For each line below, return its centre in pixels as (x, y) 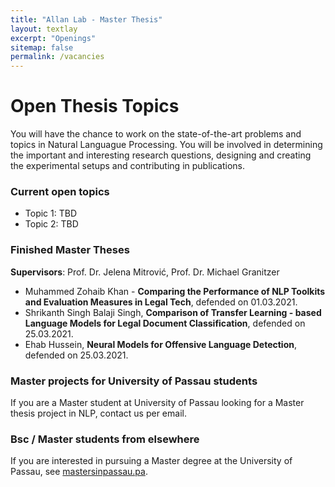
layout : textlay (44, 29)
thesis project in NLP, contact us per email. (98, 413)
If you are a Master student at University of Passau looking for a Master (157, 402)
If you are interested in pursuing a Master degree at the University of (151, 461)
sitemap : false (42, 47)
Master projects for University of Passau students (134, 381)
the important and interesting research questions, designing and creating (161, 155)
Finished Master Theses (70, 250)
